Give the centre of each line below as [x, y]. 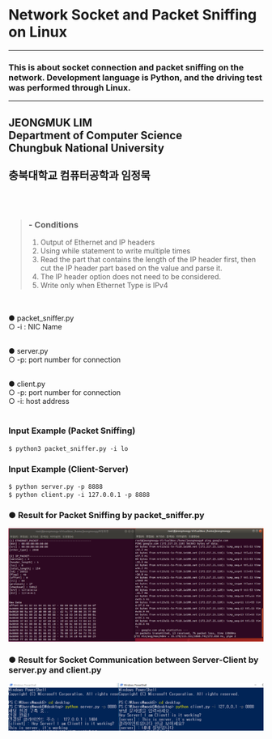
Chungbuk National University [86, 148]
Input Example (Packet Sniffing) [72, 431]
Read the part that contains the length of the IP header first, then [148, 260]
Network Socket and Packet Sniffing [133, 15]
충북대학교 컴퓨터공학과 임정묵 [80, 175]
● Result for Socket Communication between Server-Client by [134, 660]
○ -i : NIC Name [35, 327]
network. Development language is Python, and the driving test [136, 77]
